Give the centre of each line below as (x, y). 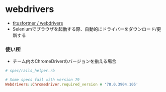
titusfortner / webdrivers (38, 23)
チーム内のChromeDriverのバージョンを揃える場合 (64, 61)
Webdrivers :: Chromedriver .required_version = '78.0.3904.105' (72, 84)
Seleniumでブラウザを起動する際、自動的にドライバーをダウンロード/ (85, 29)
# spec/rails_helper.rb (30, 71)
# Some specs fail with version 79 (43, 80)
